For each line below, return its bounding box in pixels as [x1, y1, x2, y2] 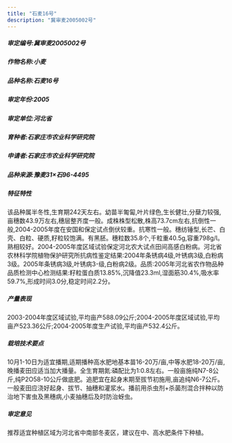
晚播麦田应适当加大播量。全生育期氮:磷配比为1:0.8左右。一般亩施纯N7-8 [7, 367, 213, 375]
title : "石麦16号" [7, 10, 57, 17]
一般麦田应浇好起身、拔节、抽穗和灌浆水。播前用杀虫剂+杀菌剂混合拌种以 [7, 384, 218, 392]
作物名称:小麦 [7, 58, 46, 66]
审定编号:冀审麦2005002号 [7, 39, 86, 47]
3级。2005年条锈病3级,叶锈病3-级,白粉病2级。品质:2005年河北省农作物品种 [7, 260, 224, 268]
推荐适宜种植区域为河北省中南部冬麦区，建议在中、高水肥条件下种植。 [7, 428, 208, 437]
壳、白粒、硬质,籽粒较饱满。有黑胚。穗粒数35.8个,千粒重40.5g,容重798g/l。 [7, 234, 224, 243]
